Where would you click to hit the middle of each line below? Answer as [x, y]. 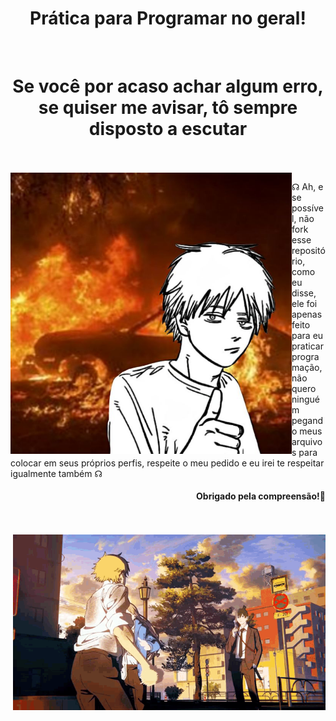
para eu [307, 335]
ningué [305, 399]
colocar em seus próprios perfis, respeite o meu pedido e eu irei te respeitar [167, 463]
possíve [307, 208]
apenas [307, 314]
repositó [308, 250]
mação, [307, 367]
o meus [307, 431]
